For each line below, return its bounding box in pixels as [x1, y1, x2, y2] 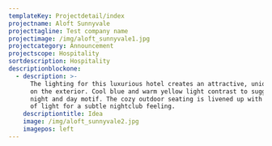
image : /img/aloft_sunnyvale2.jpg [23, 118, 139, 126]
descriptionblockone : [8, 65, 82, 73]
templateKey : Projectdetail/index [8, 11, 125, 20]
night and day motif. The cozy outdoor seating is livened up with [29, 95, 263, 103]
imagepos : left [23, 125, 74, 133]
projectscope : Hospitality [8, 49, 100, 58]
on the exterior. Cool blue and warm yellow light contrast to [29, 87, 249, 96]
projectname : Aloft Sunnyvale [8, 19, 111, 28]
